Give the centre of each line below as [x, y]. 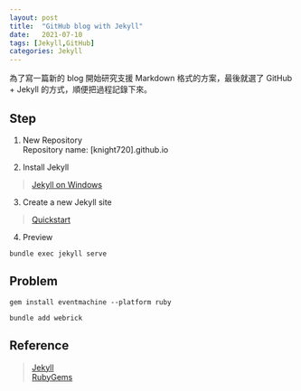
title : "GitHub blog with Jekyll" [76, 26]
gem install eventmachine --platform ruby [90, 302]
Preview [38, 237]
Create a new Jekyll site [67, 202]
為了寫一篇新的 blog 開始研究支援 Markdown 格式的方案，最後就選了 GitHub [151, 79]
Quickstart [51, 219]
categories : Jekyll [46, 51]
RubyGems [52, 377]
